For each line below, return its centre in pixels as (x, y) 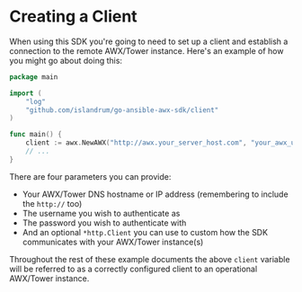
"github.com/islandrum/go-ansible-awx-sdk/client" (122, 110)
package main (34, 77)
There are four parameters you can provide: (90, 176)
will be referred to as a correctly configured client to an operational (133, 269)
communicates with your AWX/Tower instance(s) (113, 242)
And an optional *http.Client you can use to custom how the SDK (145, 232)
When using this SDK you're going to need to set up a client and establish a (149, 41)
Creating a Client (73, 17)
